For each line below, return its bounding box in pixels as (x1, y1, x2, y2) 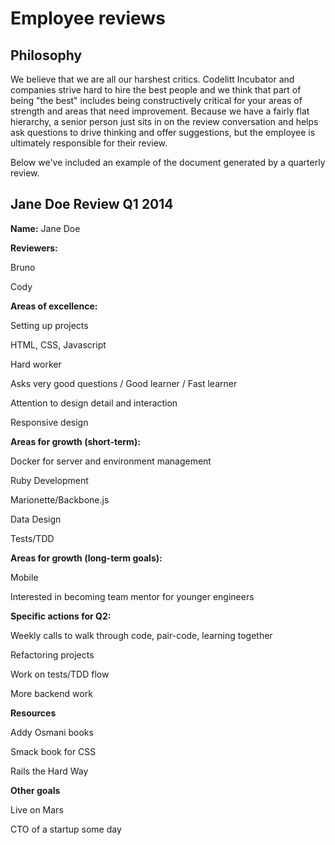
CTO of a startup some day (10, 823, 122, 835)
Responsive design (10, 416, 89, 428)
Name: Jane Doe (10, 222, 81, 234)
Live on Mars (10, 803, 64, 816)
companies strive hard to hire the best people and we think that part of (10, 84, 302, 96)
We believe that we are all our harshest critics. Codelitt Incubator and (10, 73, 295, 85)
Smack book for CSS (10, 745, 97, 757)
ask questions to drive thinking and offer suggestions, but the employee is (10, 127, 316, 138)
